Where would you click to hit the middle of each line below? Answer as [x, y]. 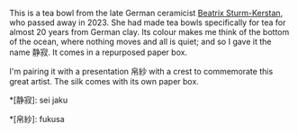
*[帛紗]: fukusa [37, 119]
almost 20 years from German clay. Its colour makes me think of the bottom [149, 32]
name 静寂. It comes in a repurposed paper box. [98, 52]
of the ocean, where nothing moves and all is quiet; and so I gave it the [140, 41]
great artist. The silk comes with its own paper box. [104, 81]
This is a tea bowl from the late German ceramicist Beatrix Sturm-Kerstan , [146, 13]
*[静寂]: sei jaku [39, 100]
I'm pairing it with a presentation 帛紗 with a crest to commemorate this [141, 71]
